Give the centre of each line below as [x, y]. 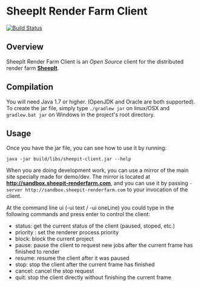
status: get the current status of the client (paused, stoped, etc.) [95, 226]
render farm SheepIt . [33, 68]
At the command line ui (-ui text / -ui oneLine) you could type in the [90, 208]
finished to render [37, 252]
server [15, 190]
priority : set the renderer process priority [67, 233]
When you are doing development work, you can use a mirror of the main [97, 170]
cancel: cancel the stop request [54, 271]
